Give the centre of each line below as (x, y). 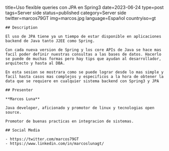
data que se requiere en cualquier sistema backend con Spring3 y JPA (82, 81)
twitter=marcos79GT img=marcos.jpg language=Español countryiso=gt (81, 18)
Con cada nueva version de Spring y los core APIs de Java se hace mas (83, 50)
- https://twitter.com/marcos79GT (42, 139)
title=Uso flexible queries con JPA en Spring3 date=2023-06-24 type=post (84, 7)
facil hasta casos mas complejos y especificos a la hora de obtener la (84, 77)
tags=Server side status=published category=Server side (66, 13)
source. (14, 112)
